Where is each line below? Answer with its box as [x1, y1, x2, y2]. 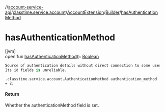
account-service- [8, 4, 44, 10]
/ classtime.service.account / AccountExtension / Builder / [11, 9, 121, 15]
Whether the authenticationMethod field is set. [5, 102, 99, 108]
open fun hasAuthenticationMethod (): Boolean [5, 53, 99, 59]
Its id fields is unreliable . [5, 68, 67, 73]
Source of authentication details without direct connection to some [5, 63, 151, 68]
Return [5, 91, 20, 97]
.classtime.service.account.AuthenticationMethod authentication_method [5, 76, 157, 81]
